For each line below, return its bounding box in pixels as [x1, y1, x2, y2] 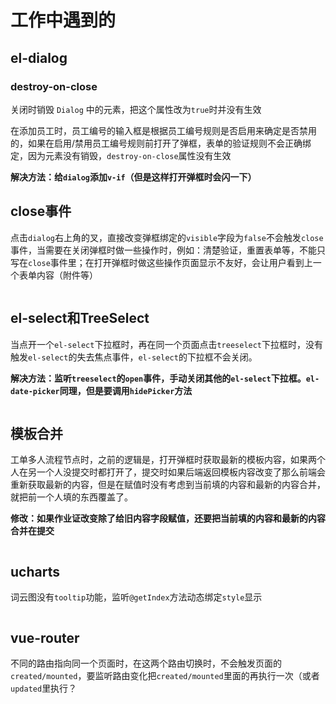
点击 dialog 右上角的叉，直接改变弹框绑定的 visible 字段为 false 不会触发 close [10, 231, 324, 243]
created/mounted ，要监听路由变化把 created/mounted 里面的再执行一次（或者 [10, 669, 320, 681]
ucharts [10, 563, 60, 580]
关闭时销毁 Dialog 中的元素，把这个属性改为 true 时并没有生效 [10, 103, 262, 115]
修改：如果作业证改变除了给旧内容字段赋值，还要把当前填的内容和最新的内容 [10, 512, 326, 525]
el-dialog [10, 49, 68, 66]
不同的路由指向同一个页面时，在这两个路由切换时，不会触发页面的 [10, 657, 282, 669]
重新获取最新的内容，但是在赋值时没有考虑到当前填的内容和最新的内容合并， [10, 479, 326, 491]
